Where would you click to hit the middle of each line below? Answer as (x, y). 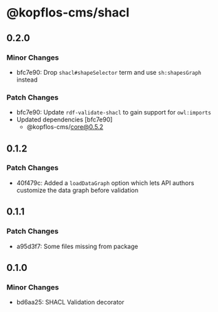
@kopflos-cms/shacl (68, 13)
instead (27, 80)
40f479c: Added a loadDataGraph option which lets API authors (105, 182)
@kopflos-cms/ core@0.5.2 (65, 127)
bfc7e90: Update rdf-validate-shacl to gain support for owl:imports (113, 112)
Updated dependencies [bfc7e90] (64, 120)
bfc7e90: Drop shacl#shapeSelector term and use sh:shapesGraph (109, 72)
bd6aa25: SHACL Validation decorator (70, 302)
